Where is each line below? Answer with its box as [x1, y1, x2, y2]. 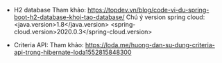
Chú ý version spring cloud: [126, 13, 205, 21]
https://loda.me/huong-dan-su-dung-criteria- [85, 41, 215, 49]
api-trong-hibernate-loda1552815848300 [13, 48, 132, 56]
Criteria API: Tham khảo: [13, 41, 84, 49]
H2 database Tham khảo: [13, 6, 87, 14]
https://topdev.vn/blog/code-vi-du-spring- [87, 6, 210, 14]
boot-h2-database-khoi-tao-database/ [13, 13, 125, 21]
